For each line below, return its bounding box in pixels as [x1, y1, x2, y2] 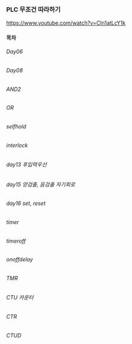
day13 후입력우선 [6, 161, 47, 168]
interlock [6, 142, 28, 149]
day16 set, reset [6, 200, 46, 207]
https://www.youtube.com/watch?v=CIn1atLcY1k [6, 19, 126, 27]
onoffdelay [6, 256, 33, 263]
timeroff [6, 237, 26, 245]
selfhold [6, 122, 26, 130]
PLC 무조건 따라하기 [6, 5, 61, 13]
